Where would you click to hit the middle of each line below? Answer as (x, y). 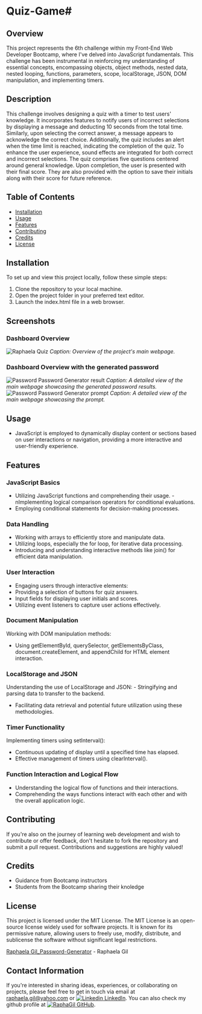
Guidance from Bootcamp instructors (61, 881)
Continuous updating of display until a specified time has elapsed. (97, 752)
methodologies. (34, 712)
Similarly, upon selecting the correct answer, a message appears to (90, 133)
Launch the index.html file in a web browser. (70, 302)
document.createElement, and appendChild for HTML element (92, 651)
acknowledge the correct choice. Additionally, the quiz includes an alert (95, 139)
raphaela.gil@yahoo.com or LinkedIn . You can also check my (96, 998)
